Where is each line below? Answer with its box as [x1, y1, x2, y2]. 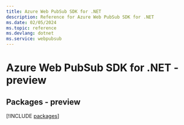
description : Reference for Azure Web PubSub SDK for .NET [6, 14, 155, 20]
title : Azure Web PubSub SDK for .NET [6, 8, 101, 15]
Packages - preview [6, 97, 81, 107]
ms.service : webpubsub [6, 36, 62, 42]
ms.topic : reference [6, 25, 57, 31]
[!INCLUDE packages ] [6, 113, 60, 119]
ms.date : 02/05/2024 [6, 19, 57, 25]
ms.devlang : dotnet [6, 31, 54, 36]
